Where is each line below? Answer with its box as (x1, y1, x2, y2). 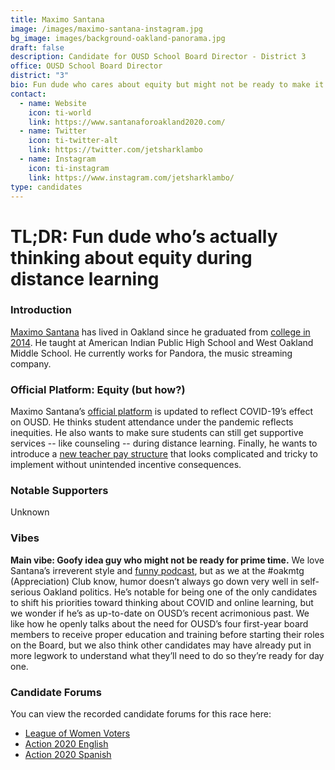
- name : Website (19, 98, 87, 108)
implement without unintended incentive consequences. (10, 459, 242, 471)
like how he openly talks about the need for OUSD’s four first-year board (10, 617, 309, 630)
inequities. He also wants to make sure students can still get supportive (10, 427, 304, 439)
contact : (10, 89, 47, 99)
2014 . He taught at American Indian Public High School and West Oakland (10, 336, 314, 348)
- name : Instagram (19, 154, 97, 164)
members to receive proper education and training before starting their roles (10, 628, 325, 640)
